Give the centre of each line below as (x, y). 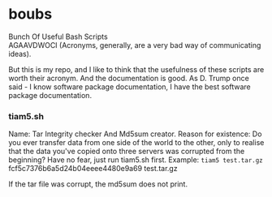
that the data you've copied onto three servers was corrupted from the (127, 152)
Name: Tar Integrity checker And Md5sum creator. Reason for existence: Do (135, 134)
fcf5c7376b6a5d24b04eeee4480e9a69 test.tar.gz (93, 169)
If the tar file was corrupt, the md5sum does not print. (98, 184)
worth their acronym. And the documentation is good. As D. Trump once (129, 78)
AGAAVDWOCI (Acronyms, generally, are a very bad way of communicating (135, 45)
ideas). (20, 54)
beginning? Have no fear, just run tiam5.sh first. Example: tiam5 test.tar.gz (136, 160)
